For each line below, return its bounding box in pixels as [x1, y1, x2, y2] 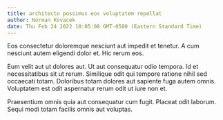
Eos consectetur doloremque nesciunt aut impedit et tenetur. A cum [7, 42, 200, 50]
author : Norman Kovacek [7, 17, 76, 23]
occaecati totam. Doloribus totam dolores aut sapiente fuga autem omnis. [7, 77, 216, 86]
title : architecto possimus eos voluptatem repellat [7, 10, 162, 17]
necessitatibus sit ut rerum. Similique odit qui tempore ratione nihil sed [7, 70, 207, 78]
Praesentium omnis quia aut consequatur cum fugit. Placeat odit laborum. [7, 98, 217, 106]
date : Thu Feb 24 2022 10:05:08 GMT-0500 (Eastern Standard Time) [7, 23, 202, 30]
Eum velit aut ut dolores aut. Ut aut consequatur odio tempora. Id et [7, 63, 199, 71]
